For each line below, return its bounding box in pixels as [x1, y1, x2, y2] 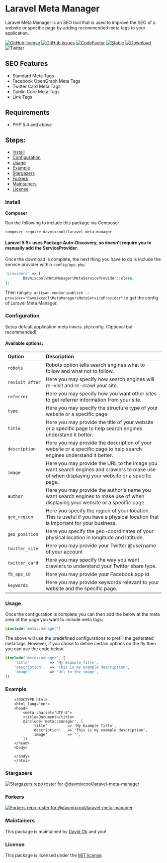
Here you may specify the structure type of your [45, 405, 158, 411]
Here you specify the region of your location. [45, 507, 150, 514]
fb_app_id [7, 572, 31, 577]
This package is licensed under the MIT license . [5, 853, 103, 859]
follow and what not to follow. [45, 368, 114, 374]
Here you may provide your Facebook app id [45, 571, 150, 577]
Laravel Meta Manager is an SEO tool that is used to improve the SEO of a [5, 19, 156, 25]
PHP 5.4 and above [12, 122, 52, 128]
